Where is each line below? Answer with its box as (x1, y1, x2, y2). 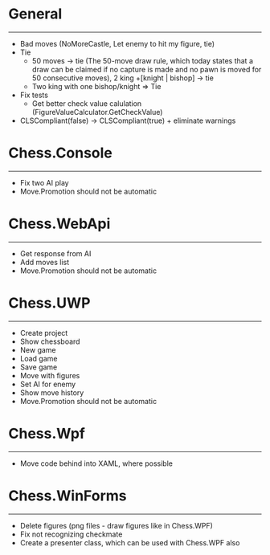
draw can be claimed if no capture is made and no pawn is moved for (31, 64, 262, 74)
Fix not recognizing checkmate (19, 529, 123, 539)
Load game (19, 353, 58, 363)
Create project (19, 328, 68, 337)
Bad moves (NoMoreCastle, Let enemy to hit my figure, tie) (19, 39, 215, 48)
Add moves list (19, 257, 70, 267)
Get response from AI (19, 248, 92, 258)
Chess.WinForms (8, 487, 127, 504)
